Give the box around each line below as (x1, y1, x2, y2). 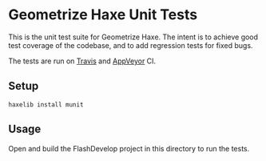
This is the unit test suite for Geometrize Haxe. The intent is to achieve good (8, 32, 258, 42)
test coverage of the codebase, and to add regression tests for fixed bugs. (8, 40, 253, 50)
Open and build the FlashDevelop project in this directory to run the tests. (8, 143, 250, 153)
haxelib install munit (8, 100, 84, 109)
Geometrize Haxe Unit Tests (8, 6, 198, 24)
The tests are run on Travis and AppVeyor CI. (8, 56, 157, 66)
